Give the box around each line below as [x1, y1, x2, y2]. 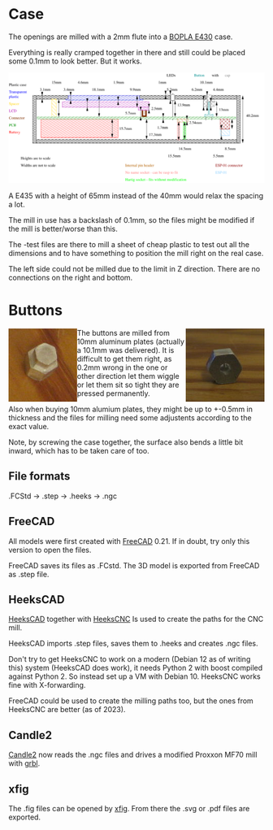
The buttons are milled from [76, 328, 171, 337]
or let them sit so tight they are [76, 380, 180, 389]
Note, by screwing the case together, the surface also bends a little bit [8, 437, 244, 447]
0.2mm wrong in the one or [76, 363, 168, 372]
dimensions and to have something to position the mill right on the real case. [8, 248, 264, 258]
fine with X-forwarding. [8, 680, 86, 690]
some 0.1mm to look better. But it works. [8, 56, 142, 66]
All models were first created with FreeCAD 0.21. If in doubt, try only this [8, 536, 250, 545]
